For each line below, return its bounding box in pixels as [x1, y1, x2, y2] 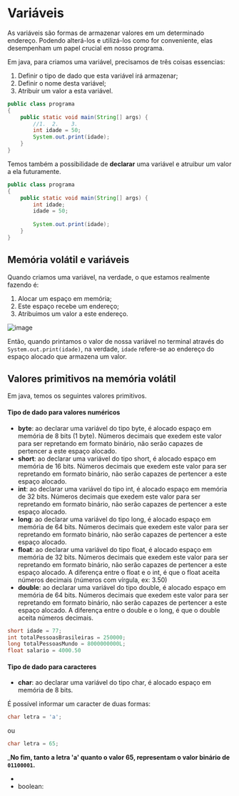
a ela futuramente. [7, 167, 61, 175]
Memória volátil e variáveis [7, 254, 130, 266]
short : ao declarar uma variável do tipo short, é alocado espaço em [17, 454, 216, 463]
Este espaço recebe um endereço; [17, 302, 120, 310]
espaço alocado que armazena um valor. [7, 352, 127, 361]
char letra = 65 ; [7, 740, 59, 747]
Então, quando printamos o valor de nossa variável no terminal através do [7, 337, 224, 345]
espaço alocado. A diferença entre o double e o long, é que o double [17, 606, 220, 614]
